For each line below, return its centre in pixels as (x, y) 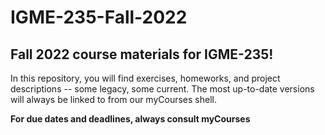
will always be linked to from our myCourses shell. (113, 99)
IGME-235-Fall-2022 (99, 17)
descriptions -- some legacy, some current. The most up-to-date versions (162, 89)
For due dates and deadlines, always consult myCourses (130, 119)
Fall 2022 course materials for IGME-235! (142, 54)
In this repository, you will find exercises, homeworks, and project (145, 78)
